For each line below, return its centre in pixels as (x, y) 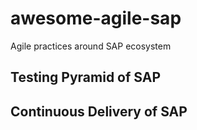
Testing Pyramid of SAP (86, 77)
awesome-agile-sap (96, 18)
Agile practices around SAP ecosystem (91, 46)
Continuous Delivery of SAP (99, 111)
